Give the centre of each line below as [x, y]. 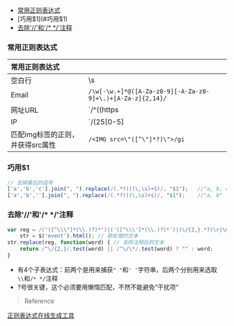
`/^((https [103, 110]
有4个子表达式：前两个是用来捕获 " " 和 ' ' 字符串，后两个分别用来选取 [117, 270]
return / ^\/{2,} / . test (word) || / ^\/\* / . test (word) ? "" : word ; [117, 249]
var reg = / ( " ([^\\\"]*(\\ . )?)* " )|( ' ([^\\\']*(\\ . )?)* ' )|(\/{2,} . [106, 230]
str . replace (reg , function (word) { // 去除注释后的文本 [86, 242]
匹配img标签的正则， [45, 134]
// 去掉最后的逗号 [30, 183]
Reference [39, 301]
